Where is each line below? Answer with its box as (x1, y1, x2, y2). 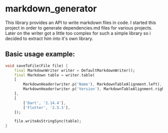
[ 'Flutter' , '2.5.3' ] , (23, 105, 70, 110)
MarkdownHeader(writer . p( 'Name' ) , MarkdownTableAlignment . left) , (23, 82, 162, 87)
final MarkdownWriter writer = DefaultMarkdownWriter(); (14, 68, 135, 73)
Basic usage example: (5, 50, 75, 58)
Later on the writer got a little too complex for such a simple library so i (5, 30, 151, 36)
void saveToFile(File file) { (5, 63, 68, 68)
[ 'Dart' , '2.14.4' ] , (23, 100, 66, 105)
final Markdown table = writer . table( (14, 72, 95, 77)
